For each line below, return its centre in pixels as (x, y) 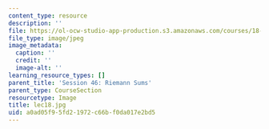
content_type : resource (48, 16)
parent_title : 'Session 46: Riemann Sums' (80, 83)
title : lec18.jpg (37, 105)
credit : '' (34, 61)
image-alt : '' (39, 68)
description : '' (35, 23)
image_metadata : (35, 46)
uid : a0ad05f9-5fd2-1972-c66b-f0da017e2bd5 (82, 113)
